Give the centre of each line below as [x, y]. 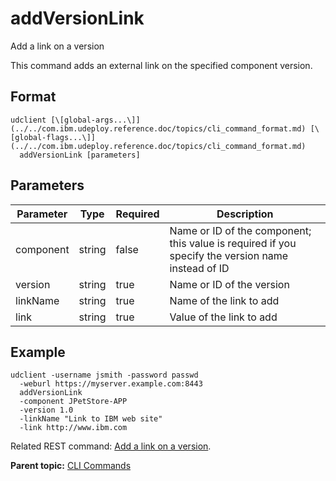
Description [245, 214]
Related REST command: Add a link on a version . [111, 446]
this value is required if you [233, 243]
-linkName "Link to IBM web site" [91, 419]
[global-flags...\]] [53, 137]
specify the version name [229, 255]
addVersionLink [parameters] [80, 155]
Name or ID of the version [229, 284]
